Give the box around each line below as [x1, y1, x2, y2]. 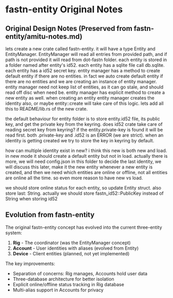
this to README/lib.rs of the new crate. [5, 106, 88, 111]
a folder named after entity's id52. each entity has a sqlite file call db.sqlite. [5, 62, 165, 68]
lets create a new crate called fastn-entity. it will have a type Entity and [5, 46, 155, 52]
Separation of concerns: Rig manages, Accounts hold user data [12, 270, 148, 276]
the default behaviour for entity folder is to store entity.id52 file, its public [5, 116, 161, 122]
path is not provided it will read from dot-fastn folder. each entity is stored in [5, 57, 167, 63]
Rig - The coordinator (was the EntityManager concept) [12, 239, 131, 246]
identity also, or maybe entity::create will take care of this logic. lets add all [5, 100, 164, 106]
